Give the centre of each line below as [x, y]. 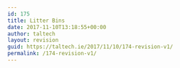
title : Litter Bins [36, 21]
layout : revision [33, 40]
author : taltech [31, 34]
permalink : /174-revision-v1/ [52, 54]
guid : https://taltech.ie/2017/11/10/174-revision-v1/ [90, 47]
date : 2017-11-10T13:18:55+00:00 [57, 27]
